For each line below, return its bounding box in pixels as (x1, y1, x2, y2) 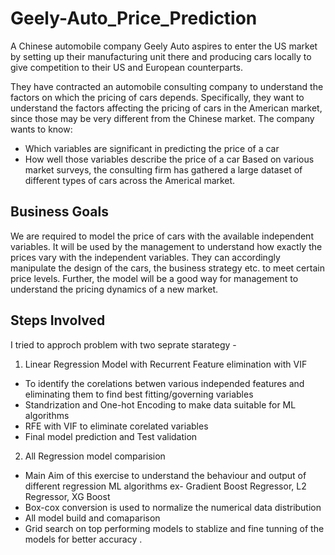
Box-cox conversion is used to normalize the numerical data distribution (24, 501, 322, 513)
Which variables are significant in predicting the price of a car (24, 142, 280, 154)
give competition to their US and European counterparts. (10, 61, 244, 73)
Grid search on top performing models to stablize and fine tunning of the (24, 522, 325, 534)
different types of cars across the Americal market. (24, 174, 236, 186)
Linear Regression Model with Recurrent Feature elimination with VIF (24, 358, 308, 370)
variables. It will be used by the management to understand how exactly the (10, 240, 323, 252)
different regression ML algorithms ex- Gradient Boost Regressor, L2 (24, 480, 307, 492)
